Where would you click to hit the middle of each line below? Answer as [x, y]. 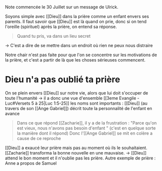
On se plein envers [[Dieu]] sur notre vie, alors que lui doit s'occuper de [77, 93]
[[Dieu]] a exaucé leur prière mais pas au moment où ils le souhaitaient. [76, 148]
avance [12, 113]
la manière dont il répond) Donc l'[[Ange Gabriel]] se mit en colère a [85, 133]
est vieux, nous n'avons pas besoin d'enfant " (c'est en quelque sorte [86, 128]
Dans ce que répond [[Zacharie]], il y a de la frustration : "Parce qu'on [87, 123]
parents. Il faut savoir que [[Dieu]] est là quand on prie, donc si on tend [76, 22]
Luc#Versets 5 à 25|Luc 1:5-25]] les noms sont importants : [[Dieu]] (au [76, 103]
